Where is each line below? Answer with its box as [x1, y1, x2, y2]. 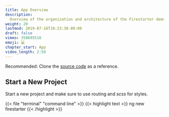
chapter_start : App [5, 45, 46, 50]
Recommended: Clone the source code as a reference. [5, 63, 119, 69]
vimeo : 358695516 [5, 36, 42, 41]
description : [5, 12, 33, 17]
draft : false [5, 31, 33, 36]
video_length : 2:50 [5, 49, 46, 54]
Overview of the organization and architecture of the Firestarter [10, 17, 154, 22]
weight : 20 [5, 21, 28, 27]
